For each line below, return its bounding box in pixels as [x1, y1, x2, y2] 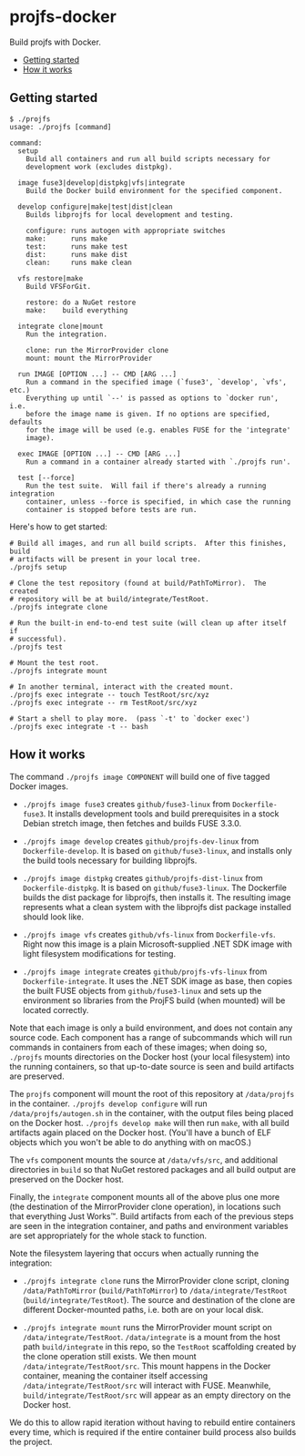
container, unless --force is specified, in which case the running [25, 497, 291, 507]
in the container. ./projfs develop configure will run [9, 1098, 208, 1109]
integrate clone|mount [17, 322, 104, 331]
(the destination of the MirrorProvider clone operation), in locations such [9, 1201, 281, 1212]
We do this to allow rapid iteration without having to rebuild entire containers [9, 1417, 296, 1428]
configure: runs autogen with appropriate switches [25, 226, 226, 235]
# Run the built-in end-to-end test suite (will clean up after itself [9, 618, 287, 628]
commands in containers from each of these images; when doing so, [9, 1041, 268, 1052]
